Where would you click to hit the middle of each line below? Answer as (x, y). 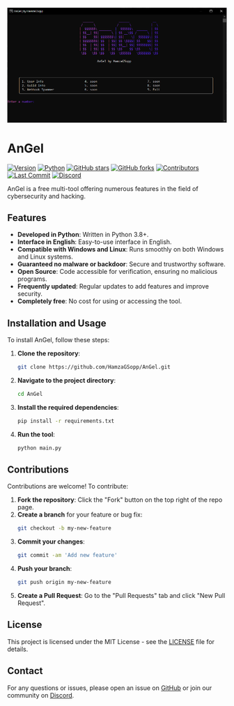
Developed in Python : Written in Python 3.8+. (83, 235)
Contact (25, 671)
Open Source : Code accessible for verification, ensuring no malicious (117, 272)
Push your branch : (45, 569)
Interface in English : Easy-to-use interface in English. (94, 242)
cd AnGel (30, 394)
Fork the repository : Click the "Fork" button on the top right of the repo (120, 500)
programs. (32, 279)
